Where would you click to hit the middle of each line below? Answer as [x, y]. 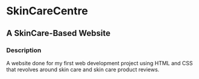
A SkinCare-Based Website [58, 33]
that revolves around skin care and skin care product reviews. [83, 69]
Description [24, 50]
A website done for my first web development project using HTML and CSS [99, 63]
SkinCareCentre [47, 11]
